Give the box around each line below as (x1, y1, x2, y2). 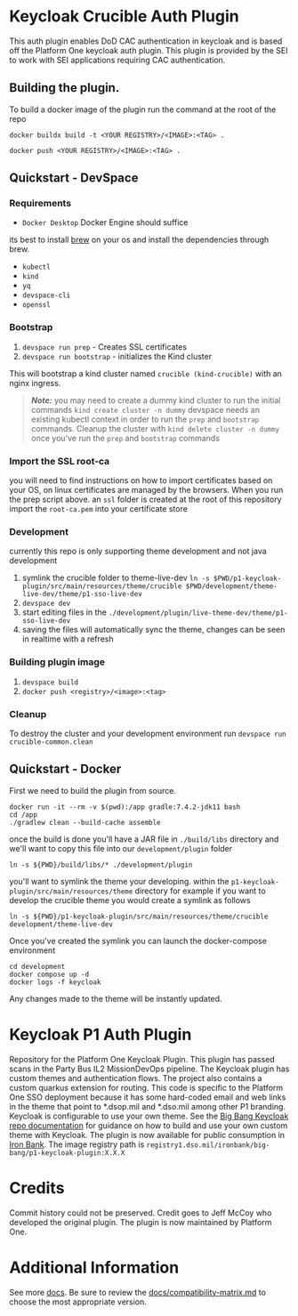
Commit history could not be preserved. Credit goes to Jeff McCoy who (9, 1207, 272, 1218)
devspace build (21, 678, 79, 687)
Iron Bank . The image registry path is (9, 1139, 145, 1150)
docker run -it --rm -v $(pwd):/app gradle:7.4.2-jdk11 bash (9, 803, 241, 811)
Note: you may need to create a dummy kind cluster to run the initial (30, 394, 281, 406)
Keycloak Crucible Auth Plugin (9, 6, 239, 27)
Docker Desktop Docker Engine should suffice (21, 217, 189, 228)
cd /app (9, 810, 38, 819)
